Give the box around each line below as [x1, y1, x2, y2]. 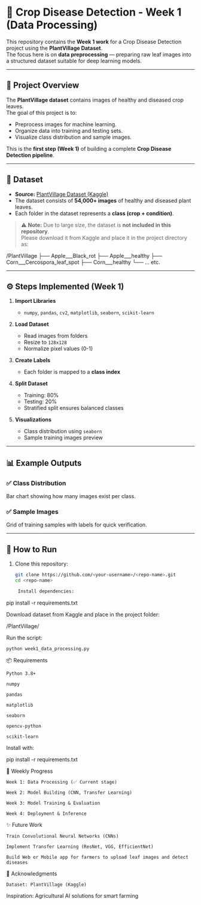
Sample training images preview [23, 434, 103, 441]
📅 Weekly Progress [6, 767, 53, 775]
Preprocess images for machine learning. [14, 120, 117, 128]
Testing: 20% [23, 398, 57, 405]
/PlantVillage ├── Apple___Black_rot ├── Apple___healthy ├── [6, 252, 163, 259]
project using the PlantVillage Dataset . [6, 44, 103, 52]
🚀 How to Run [6, 544, 57, 555]
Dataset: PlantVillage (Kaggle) [6, 882, 87, 888]
